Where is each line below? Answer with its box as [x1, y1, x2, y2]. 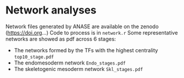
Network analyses [5, 4, 96, 17]
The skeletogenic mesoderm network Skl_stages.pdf [14, 65, 143, 72]
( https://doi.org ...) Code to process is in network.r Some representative [5, 29, 178, 36]
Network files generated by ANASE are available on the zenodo [5, 23, 159, 30]
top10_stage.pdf [14, 54, 54, 60]
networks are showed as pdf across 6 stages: [5, 35, 116, 42]
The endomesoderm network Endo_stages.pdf [14, 59, 126, 66]
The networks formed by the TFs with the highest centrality [14, 46, 158, 53]
